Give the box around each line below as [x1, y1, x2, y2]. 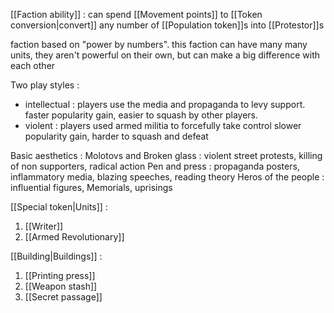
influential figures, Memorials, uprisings [10, 182, 173, 193]
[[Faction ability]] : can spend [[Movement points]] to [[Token [10, 9, 263, 20]
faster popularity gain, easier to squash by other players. [24, 109, 259, 121]
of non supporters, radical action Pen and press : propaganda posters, [10, 160, 300, 172]
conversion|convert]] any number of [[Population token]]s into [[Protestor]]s [10, 19, 325, 31]
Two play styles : [10, 79, 80, 91]
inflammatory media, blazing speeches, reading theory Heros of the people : [10, 171, 325, 183]
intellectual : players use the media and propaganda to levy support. [24, 99, 306, 110]
